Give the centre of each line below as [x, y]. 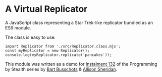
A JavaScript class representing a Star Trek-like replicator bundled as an [79, 23]
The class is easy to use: [30, 37]
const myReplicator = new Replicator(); [48, 51]
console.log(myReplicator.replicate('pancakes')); [58, 55]
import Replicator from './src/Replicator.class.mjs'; [63, 46]
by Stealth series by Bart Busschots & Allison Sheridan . [61, 69]
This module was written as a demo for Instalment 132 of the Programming [81, 64]
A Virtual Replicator [46, 9]
